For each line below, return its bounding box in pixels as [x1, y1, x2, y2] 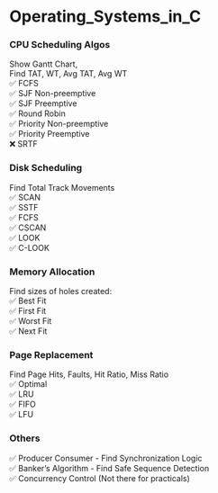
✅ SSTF [9, 202, 39, 212]
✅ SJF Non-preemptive [9, 88, 96, 99]
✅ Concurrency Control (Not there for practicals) [9, 472, 191, 483]
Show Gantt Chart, [9, 58, 78, 69]
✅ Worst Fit [9, 316, 52, 327]
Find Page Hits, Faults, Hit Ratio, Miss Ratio [9, 369, 169, 380]
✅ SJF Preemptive [9, 98, 77, 109]
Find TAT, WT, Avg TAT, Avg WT [9, 68, 128, 79]
